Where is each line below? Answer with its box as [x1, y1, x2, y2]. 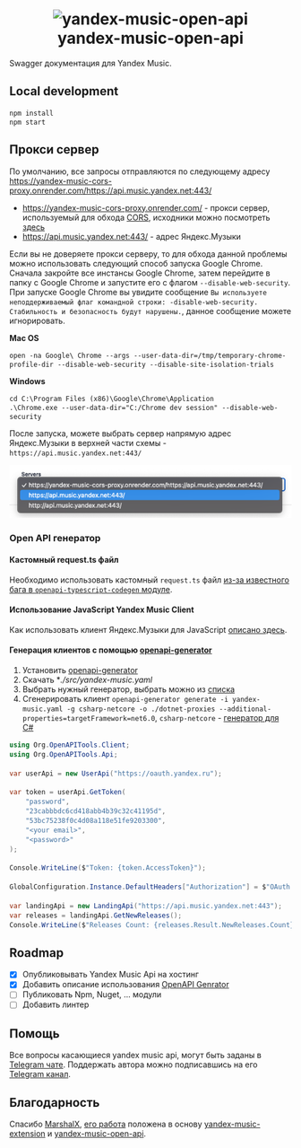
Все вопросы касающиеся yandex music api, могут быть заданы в [9, 1050, 262, 1061]
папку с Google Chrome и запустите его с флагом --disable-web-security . [9, 276, 291, 287]
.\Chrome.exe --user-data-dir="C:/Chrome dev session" [9, 403, 219, 412]
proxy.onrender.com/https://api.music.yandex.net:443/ [9, 185, 212, 196]
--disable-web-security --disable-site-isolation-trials [56, 360, 275, 369]
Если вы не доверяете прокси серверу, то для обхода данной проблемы [9, 248, 288, 259]
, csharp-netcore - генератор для [155, 712, 279, 723]
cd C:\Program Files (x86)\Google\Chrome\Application [9, 394, 215, 403]
